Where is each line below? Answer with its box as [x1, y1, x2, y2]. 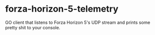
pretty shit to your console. [5, 24, 61, 30]
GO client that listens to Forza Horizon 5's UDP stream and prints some [5, 19, 151, 25]
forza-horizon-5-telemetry [5, 3, 119, 15]
